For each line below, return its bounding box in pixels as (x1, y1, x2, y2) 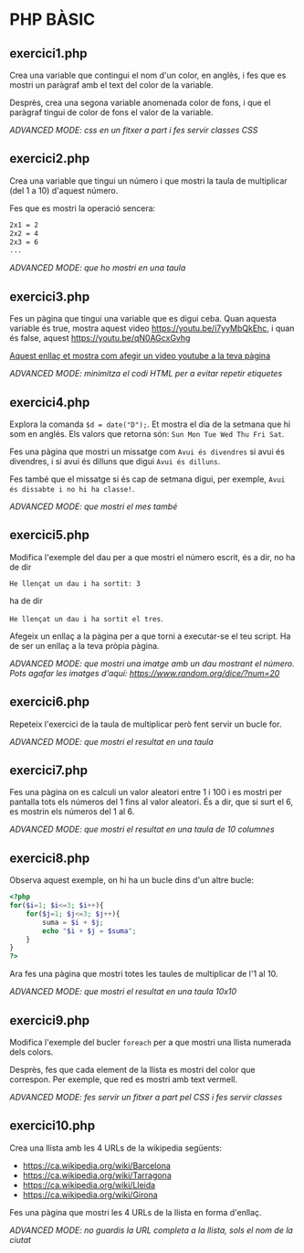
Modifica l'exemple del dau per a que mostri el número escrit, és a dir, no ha (9, 551, 296, 562)
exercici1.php (9, 46, 89, 61)
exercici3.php (9, 289, 90, 304)
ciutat (9, 1234, 32, 1245)
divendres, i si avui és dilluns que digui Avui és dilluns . (9, 455, 221, 466)
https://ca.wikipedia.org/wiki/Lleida (22, 1179, 156, 1190)
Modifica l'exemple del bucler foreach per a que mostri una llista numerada (9, 1037, 292, 1047)
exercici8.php (9, 850, 90, 865)
